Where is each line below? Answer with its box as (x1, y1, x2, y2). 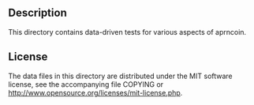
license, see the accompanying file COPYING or (8, 79, 164, 89)
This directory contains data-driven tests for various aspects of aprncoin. (8, 27, 247, 36)
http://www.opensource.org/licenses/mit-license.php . (8, 88, 183, 97)
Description (8, 6, 67, 20)
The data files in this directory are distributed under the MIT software (8, 71, 233, 81)
